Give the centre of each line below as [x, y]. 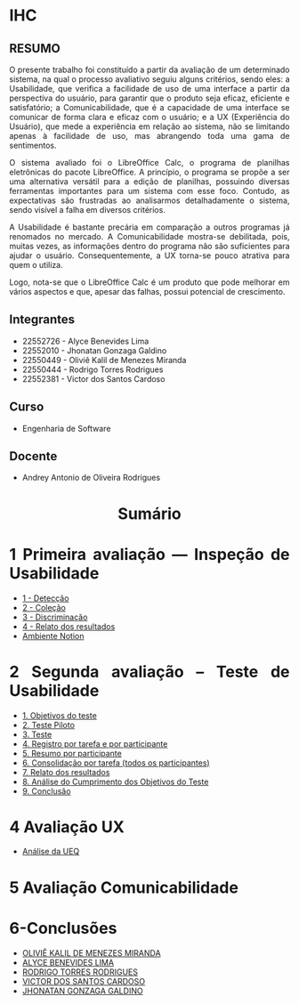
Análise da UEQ [51, 852]
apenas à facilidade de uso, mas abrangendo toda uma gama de [149, 136]
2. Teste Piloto [48, 725]
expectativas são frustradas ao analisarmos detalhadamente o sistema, [149, 200]
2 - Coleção [44, 607]
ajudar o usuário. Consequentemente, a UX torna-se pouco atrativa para [149, 255]
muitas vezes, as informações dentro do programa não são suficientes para [149, 246]
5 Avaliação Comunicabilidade [124, 887]
